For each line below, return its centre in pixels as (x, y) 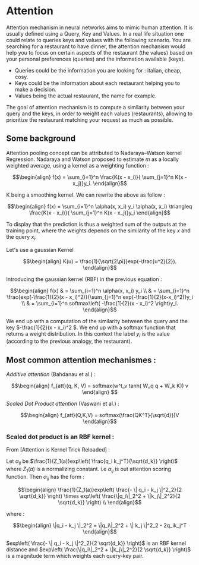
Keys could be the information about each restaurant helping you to (97, 83)
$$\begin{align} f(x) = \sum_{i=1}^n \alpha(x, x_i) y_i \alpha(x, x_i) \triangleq (100, 206)
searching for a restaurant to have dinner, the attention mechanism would (96, 46)
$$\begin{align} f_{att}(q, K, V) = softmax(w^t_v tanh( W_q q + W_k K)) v (100, 386)
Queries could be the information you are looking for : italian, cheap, (98, 70)
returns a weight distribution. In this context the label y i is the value (88, 334)
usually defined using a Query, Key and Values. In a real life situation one (95, 33)
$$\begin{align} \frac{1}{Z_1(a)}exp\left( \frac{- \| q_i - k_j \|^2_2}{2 (100, 490)
